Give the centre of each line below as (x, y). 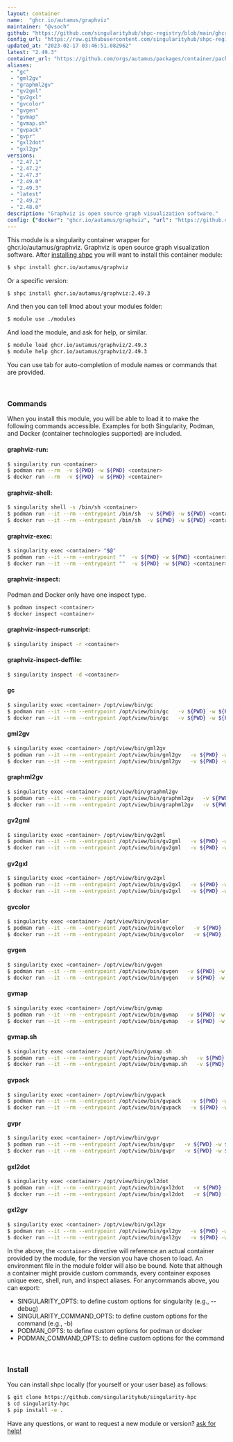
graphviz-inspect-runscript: (49, 629)
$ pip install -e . (35, 1410)
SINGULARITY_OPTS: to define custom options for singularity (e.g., (113, 1301)
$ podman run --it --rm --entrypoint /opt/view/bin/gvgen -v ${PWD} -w (116, 971)
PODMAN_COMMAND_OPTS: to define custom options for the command (121, 1338)
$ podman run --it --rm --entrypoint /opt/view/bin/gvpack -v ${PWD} (113, 1101)
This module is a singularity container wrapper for (78, 239)
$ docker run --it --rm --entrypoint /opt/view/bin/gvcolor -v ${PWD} (114, 934)
